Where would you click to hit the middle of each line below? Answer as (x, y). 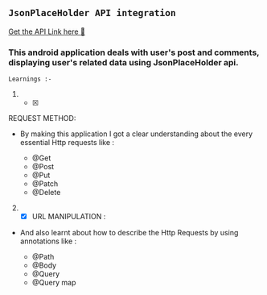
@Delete (46, 193)
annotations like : (48, 241)
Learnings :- (30, 79)
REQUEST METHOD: (42, 118)
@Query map (54, 283)
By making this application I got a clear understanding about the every (136, 134)
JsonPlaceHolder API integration (92, 13)
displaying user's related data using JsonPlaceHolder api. (123, 62)
